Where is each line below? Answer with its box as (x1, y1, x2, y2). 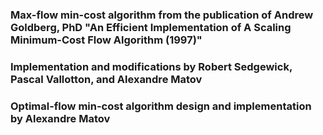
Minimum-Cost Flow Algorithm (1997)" (10, 33, 203, 47)
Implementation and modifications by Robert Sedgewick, (10, 59, 293, 73)
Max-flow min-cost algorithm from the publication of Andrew (10, 8, 314, 22)
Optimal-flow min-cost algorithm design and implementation (10, 99, 312, 113)
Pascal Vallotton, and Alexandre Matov (10, 72, 203, 86)
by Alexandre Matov (10, 111, 111, 125)
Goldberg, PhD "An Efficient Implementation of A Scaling (10, 20, 292, 34)
